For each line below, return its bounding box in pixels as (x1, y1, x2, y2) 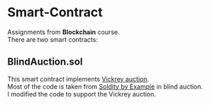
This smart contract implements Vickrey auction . (7, 74, 149, 83)
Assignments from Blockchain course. (7, 28, 120, 36)
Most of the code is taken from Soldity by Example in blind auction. (7, 82, 204, 91)
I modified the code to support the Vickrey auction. (7, 89, 156, 98)
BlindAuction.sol (7, 56, 83, 68)
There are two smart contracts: (7, 35, 98, 43)
